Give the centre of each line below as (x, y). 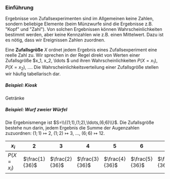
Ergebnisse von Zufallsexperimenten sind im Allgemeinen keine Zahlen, (80, 19)
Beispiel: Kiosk (21, 85)
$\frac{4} (115, 159)
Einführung (19, 8)
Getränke (15, 98)
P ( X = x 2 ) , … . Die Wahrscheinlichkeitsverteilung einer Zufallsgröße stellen (82, 68)
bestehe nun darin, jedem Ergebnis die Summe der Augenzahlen (73, 127)
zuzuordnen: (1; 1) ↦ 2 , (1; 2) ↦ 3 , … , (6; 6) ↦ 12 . (55, 133)
